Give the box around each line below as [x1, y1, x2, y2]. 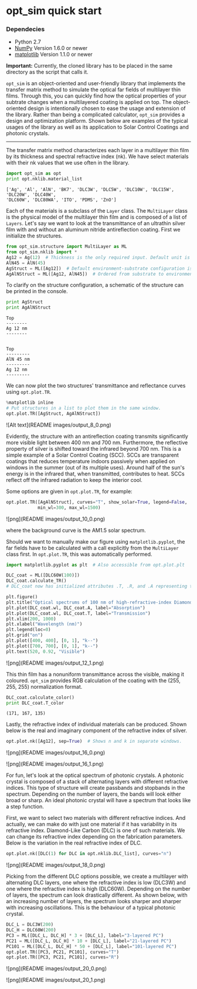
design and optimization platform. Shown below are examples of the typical [6, 118, 189, 125]
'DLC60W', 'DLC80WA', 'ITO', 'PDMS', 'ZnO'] [6, 197, 117, 203]
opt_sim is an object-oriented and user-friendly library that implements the [6, 80, 186, 87]
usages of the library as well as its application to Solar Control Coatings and [6, 123, 189, 130]
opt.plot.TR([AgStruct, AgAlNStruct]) [6, 410, 101, 417]
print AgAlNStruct [6, 304, 51, 311]
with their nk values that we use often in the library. [6, 159, 130, 166]
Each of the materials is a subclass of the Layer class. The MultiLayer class [6, 207, 188, 214]
